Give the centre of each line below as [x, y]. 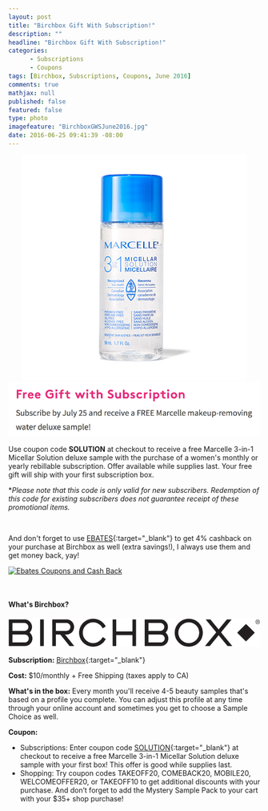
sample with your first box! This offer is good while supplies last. [126, 765]
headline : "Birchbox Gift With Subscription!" [87, 42]
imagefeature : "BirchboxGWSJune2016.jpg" [78, 127]
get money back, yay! [44, 555]
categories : [28, 51]
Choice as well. [33, 716]
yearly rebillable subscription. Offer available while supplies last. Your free [130, 466]
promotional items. [39, 507]
